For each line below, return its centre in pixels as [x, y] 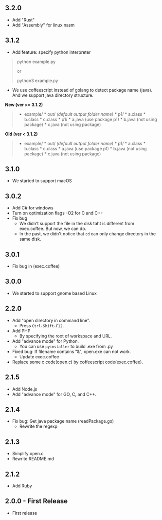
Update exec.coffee [39, 356]
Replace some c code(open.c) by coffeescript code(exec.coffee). [78, 362]
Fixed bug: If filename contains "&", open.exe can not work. [72, 352]
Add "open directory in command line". [51, 320]
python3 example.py [37, 81]
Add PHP [21, 331]
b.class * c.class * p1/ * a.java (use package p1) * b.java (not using [90, 119]
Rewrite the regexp [38, 426]
